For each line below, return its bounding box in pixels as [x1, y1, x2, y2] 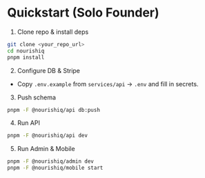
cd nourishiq [7, 47, 45, 55]
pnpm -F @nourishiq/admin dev [7, 158, 95, 165]
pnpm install [7, 54, 45, 61]
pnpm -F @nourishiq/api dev [7, 132, 88, 139]
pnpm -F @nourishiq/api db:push [7, 106, 100, 113]
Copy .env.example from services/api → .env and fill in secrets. [17, 79, 199, 88]
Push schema [17, 93, 57, 101]
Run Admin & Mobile [17, 145, 75, 153]
